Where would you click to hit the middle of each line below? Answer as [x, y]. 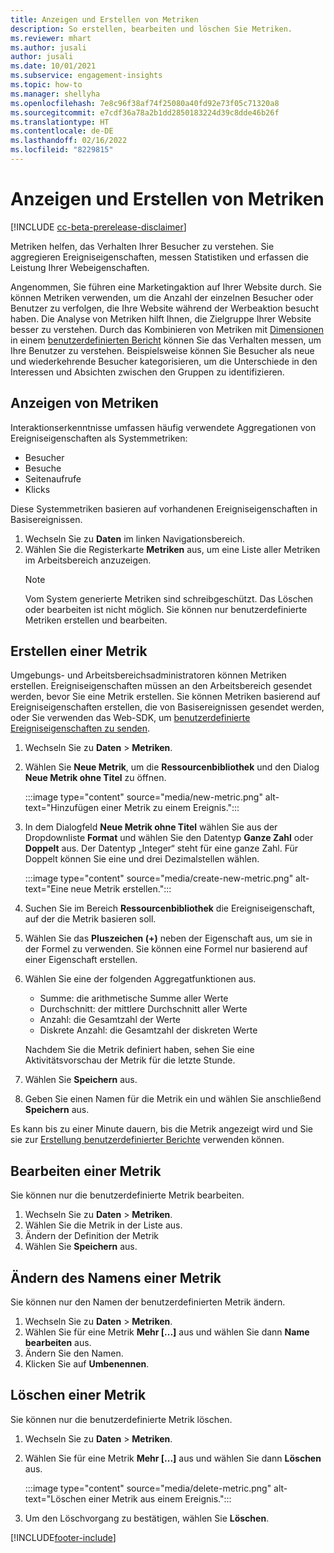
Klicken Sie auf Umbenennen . [87, 1364]
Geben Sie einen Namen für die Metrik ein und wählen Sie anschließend [173, 1099]
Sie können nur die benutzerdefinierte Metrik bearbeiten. [127, 1195]
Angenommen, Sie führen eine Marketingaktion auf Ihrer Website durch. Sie [166, 287]
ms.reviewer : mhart [51, 38]
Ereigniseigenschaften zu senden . [80, 728]
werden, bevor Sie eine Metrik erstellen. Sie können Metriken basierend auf [165, 697]
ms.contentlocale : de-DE [62, 131]
